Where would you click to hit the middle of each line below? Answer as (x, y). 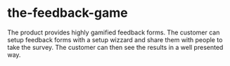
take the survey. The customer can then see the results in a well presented (115, 47)
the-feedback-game (68, 13)
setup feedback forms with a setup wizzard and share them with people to (115, 39)
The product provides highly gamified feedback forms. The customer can (114, 32)
